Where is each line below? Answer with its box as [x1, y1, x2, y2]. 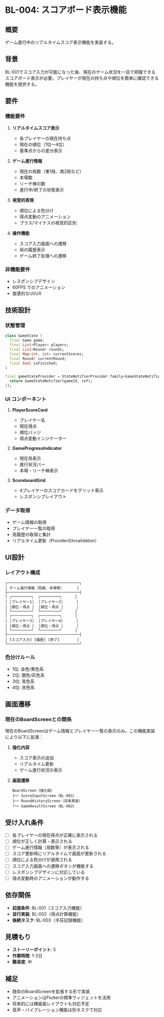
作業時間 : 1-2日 [12, 953, 42, 959]
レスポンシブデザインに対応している [12, 869, 85, 875]
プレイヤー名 [19, 417, 45, 423]
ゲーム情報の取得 [12, 519, 47, 525]
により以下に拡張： [5, 734, 44, 740]
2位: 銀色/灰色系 [12, 672, 45, 678]
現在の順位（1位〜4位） [19, 141, 67, 147]
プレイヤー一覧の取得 [12, 525, 55, 531]
